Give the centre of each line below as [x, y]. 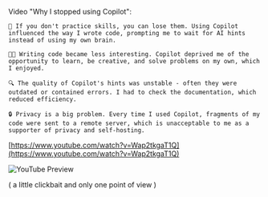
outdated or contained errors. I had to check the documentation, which [132, 92]
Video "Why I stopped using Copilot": [70, 12]
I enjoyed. [26, 68]
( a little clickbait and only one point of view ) [82, 185]
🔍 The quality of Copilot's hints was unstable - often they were [123, 83]
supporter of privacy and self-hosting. [77, 131]
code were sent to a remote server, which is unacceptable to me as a [129, 123]
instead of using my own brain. [62, 40]
